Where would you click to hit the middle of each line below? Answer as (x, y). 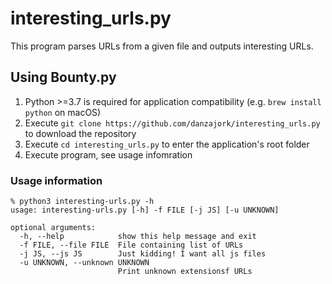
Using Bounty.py (63, 77)
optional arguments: (53, 228)
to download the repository (80, 133)
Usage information (56, 180)
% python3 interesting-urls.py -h (82, 202)
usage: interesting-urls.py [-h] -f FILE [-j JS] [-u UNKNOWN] (145, 210)
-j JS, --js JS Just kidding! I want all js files (143, 254)
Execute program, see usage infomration (108, 154)
